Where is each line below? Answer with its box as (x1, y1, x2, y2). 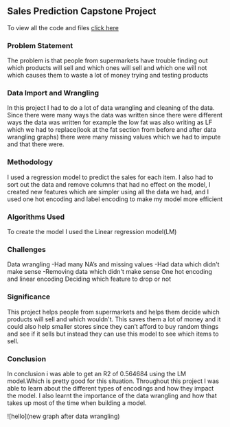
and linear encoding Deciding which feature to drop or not (7, 275, 172, 284)
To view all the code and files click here (7, 23, 119, 32)
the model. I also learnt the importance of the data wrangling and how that (7, 391, 218, 400)
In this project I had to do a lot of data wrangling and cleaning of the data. (7, 104, 215, 112)
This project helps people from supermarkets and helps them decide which (7, 308, 220, 316)
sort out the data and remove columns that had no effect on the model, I (7, 180, 211, 188)
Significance (7, 292, 51, 301)
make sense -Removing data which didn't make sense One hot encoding (7, 268, 213, 276)
